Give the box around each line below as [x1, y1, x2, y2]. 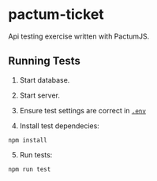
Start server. [19, 90, 61, 100]
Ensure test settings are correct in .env [19, 105, 146, 115]
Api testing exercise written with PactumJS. [8, 31, 150, 41]
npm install [8, 136, 47, 144]
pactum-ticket [8, 6, 104, 24]
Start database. [19, 75, 70, 84]
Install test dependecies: [19, 120, 100, 131]
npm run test [8, 165, 51, 173]
